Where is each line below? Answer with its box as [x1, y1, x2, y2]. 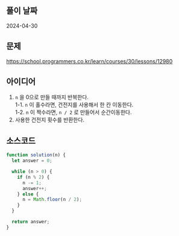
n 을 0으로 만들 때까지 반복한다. [14, 94, 89, 101]
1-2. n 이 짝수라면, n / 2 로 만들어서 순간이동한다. [14, 109, 132, 116]
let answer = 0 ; [11, 158, 52, 164]
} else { [17, 191, 39, 197]
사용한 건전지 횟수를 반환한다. [14, 116, 85, 124]
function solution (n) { [6, 152, 66, 158]
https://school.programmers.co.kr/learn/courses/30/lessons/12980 [6, 57, 173, 65]
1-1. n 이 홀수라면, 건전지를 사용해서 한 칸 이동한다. [14, 101, 134, 109]
